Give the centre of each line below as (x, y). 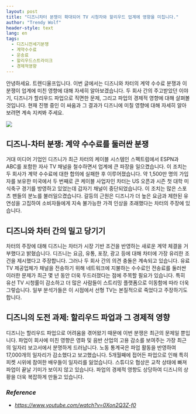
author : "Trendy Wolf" (34, 22)
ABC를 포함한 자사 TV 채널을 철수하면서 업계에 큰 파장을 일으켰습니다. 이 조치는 (97, 167)
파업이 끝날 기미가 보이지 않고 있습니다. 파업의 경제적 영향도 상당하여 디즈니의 (94, 369)
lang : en (17, 33)
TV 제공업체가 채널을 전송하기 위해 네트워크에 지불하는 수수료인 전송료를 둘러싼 (96, 268)
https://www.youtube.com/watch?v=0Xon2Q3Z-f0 (75, 405)
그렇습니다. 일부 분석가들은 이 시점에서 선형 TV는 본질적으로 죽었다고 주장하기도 (97, 290)
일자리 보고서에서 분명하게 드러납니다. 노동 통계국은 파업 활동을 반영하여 (94, 347)
